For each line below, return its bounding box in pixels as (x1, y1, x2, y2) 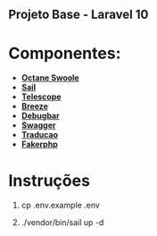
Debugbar (21, 111, 60, 122)
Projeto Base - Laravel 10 (8, 7, 149, 22)
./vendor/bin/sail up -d (21, 217, 104, 228)
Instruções (8, 170, 91, 190)
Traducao (21, 130, 59, 140)
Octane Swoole (21, 72, 79, 83)
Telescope (21, 91, 62, 102)
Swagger (21, 120, 56, 131)
